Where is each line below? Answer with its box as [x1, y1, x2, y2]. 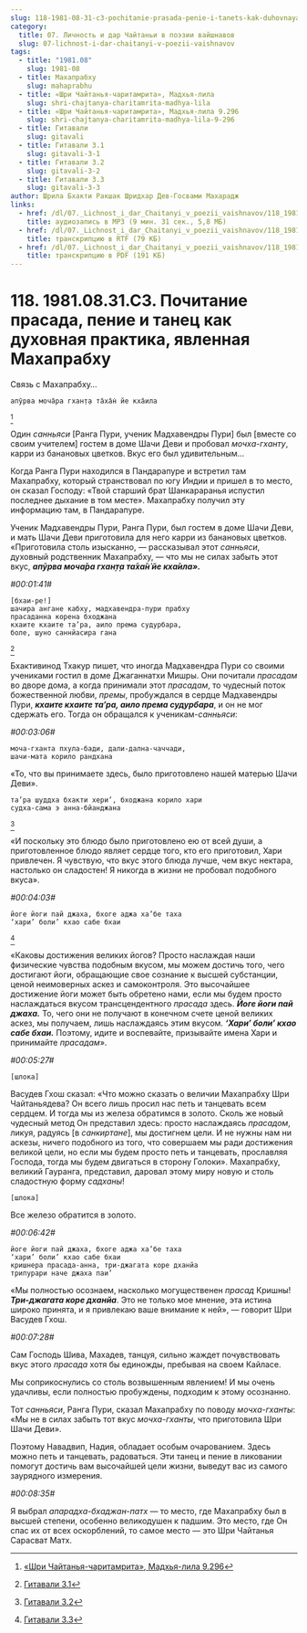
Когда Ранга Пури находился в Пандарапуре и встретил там [10, 466, 247, 477]
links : [10, 200, 36, 210]
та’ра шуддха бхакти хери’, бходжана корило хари [10, 795, 203, 805]
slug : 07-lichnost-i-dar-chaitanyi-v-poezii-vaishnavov [18, 38, 235, 48]
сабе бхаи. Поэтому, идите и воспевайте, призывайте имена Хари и [10, 1027, 277, 1038]
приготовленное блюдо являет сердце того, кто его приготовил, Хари [10, 846, 282, 857]
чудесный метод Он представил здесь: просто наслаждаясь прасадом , [10, 1118, 291, 1129]
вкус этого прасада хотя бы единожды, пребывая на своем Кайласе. [10, 1359, 281, 1370]
